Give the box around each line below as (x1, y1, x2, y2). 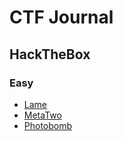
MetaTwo (23, 109, 62, 121)
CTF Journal (9, 6, 114, 29)
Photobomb (23, 119, 73, 131)
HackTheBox (9, 46, 91, 63)
